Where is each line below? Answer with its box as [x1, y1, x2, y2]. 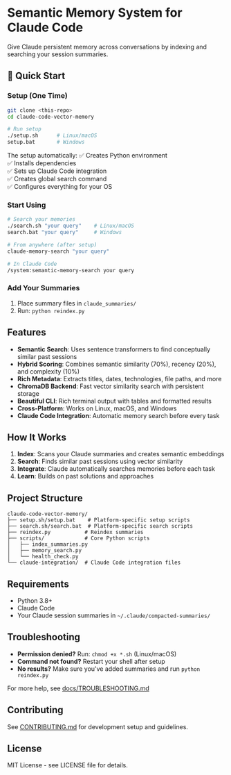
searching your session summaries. [7, 50, 109, 58]
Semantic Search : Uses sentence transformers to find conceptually [17, 345, 211, 353]
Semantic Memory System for [7, 5, 183, 21]
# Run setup [7, 126, 41, 133]
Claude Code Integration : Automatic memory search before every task [17, 411, 220, 419]
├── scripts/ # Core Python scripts [7, 535, 150, 542]
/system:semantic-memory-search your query [7, 267, 135, 274]
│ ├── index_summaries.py [7, 541, 89, 548]
